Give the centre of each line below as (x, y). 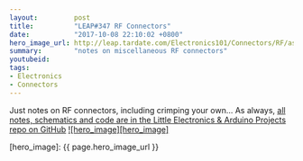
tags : (19, 68)
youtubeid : (30, 59)
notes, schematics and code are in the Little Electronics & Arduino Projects (148, 120)
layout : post (50, 18)
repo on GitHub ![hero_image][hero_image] (89, 129)
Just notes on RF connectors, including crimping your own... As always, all (147, 110)
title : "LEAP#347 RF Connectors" (90, 26)
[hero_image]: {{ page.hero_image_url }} (84, 147)
